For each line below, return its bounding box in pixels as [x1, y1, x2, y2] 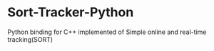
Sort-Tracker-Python [7, 4, 134, 21]
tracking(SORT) [7, 35, 53, 43]
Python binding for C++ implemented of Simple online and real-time [7, 28, 207, 36]
